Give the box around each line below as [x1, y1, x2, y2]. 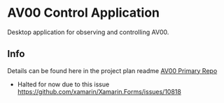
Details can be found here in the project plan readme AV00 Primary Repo [7, 66, 218, 74]
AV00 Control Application [7, 5, 160, 21]
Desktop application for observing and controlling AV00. [7, 28, 169, 36]
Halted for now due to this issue [17, 80, 110, 88]
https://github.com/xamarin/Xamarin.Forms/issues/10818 [17, 87, 182, 95]
